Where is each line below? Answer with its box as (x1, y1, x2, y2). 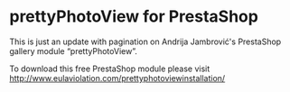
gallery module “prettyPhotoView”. (9, 45, 137, 56)
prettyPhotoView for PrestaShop (9, 6, 259, 27)
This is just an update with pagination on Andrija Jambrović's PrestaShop (9, 36, 282, 47)
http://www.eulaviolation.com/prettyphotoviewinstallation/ (9, 72, 226, 83)
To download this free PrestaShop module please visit (9, 63, 210, 74)
